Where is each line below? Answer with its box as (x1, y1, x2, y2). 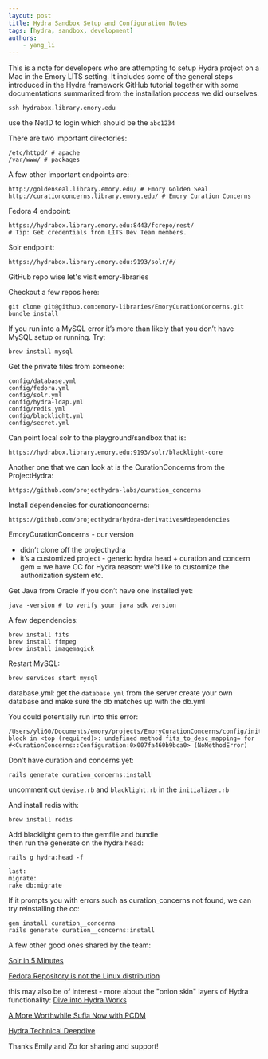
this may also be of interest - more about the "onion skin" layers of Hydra (8, 986, 249, 997)
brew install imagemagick (8, 645, 94, 653)
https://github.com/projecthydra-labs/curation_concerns (8, 486, 202, 494)
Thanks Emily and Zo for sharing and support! (8, 1041, 160, 1051)
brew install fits (8, 631, 69, 639)
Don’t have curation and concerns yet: (8, 755, 134, 766)
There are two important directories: (8, 133, 128, 144)
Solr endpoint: (8, 242, 55, 252)
